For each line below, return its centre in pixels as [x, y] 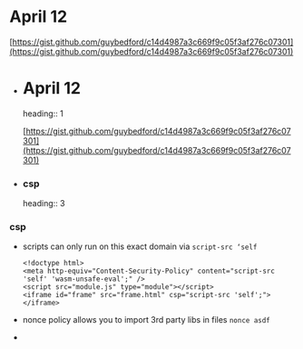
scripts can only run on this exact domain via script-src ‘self [140, 246]
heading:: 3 [44, 204]
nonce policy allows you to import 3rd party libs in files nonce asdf [146, 320]
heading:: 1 [43, 113]
